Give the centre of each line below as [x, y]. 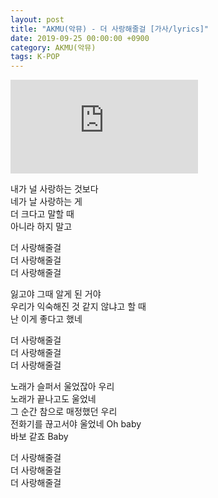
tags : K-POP [35, 57]
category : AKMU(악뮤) [53, 47]
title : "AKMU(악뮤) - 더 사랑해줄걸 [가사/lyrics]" [110, 29]
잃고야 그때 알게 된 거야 [56, 294]
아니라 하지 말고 [41, 227]
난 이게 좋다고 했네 [46, 319]
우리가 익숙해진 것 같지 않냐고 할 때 [78, 307]
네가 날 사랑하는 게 [46, 202]
